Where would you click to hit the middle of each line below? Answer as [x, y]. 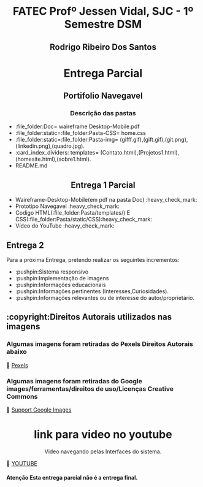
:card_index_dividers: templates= [57, 153]
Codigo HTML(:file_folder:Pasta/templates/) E [73, 213]
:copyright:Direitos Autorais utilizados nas [89, 317]
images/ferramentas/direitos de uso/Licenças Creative [90, 389]
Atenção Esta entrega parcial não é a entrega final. [72, 477]
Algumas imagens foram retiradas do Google [75, 381]
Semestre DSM [103, 24]
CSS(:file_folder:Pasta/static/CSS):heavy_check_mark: [83, 220]
